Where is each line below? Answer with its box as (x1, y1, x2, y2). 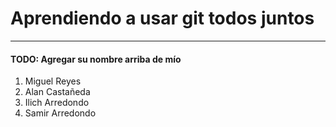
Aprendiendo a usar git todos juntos (10, 7, 315, 30)
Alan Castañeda (24, 86, 91, 98)
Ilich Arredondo (24, 97, 90, 109)
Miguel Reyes (24, 75, 82, 87)
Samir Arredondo (24, 107, 97, 119)
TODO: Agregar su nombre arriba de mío (10, 53, 182, 65)
